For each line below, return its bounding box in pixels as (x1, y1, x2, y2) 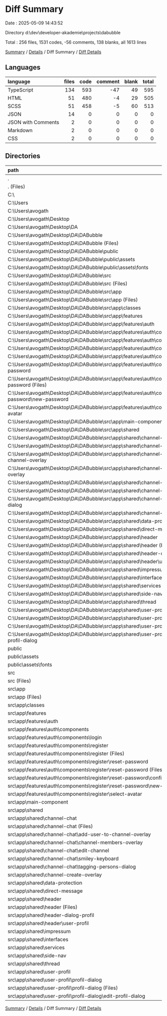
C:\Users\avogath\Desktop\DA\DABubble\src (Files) (7, 280, 128, 287)
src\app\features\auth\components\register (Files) (7, 750, 125, 757)
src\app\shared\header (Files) (7, 904, 78, 911)
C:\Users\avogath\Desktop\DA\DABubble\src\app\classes (7, 304, 141, 311)
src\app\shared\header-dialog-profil (7, 912, 94, 919)
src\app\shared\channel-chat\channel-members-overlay (7, 839, 143, 846)
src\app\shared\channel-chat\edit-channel (7, 847, 109, 854)
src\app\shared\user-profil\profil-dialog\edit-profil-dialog (7, 992, 146, 999)
